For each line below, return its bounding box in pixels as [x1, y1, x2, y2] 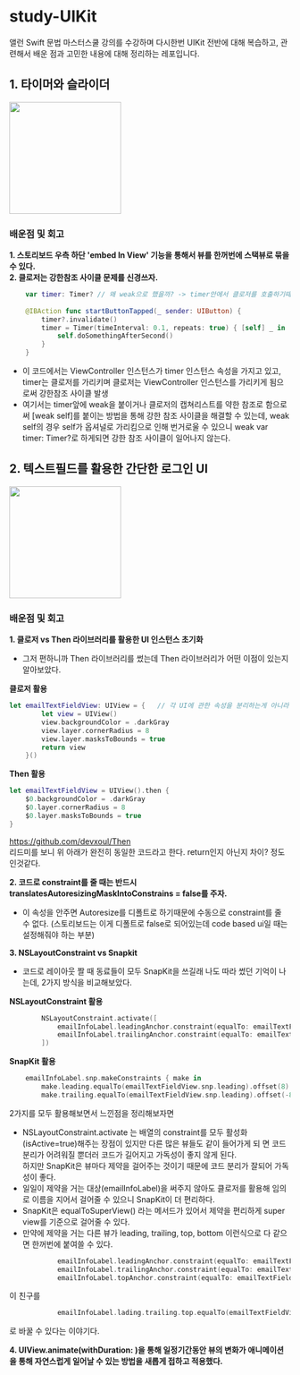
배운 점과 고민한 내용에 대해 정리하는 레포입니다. [32, 47, 200, 59]
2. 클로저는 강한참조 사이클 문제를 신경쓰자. [9, 272, 159, 283]
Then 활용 [9, 768, 46, 780]
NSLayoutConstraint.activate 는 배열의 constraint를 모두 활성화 [21, 1126, 248, 1138]
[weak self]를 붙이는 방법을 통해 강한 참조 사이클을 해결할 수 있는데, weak [31, 410, 290, 422]
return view [41, 743, 87, 752]
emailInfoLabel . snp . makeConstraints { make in [25, 1074, 202, 1083]
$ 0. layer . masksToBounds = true [25, 811, 142, 820]
